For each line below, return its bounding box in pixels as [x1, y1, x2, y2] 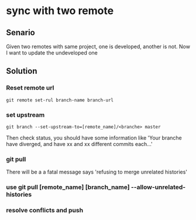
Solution [6, 66, 37, 76]
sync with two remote [6, 4, 114, 18]
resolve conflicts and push [6, 207, 84, 215]
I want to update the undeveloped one [6, 49, 98, 56]
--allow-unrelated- [130, 183, 186, 191]
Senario [6, 28, 35, 38]
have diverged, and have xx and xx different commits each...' [6, 140, 153, 147]
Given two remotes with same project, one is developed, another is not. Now [6, 43, 190, 50]
